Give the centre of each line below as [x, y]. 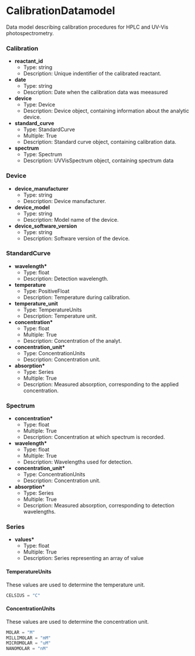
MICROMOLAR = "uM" [28, 643]
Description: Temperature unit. [60, 316]
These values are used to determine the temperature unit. [76, 585]
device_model [32, 207]
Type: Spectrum [43, 154]
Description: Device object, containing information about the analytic [106, 111]
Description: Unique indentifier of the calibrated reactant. [92, 74]
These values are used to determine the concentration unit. [78, 621]
